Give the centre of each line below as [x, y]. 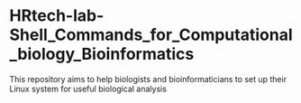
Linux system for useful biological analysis [88, 89]
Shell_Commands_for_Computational [151, 35]
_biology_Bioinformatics [102, 54]
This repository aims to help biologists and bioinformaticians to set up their [148, 79]
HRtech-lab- [57, 16]
